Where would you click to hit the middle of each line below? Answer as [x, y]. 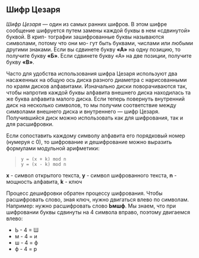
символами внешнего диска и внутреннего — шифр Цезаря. [83, 111]
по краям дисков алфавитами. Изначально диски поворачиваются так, [97, 86]
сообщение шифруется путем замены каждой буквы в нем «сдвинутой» [98, 30]
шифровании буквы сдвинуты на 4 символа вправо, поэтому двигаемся [98, 212]
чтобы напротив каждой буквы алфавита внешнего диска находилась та [99, 92]
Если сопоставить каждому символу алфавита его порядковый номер [96, 136]
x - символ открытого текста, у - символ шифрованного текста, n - [91, 175]
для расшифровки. [30, 124]
